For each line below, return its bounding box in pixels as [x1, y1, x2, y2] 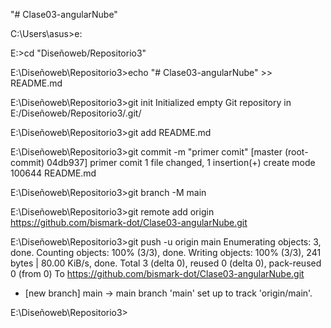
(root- [284, 146, 309, 158]
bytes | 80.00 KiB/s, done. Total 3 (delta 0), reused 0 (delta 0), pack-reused [10, 257, 322, 269]
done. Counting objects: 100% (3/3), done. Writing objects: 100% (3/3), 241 [10, 247, 322, 258]
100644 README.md [10, 167, 97, 179]
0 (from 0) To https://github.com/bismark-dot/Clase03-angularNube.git [10, 268, 305, 279]
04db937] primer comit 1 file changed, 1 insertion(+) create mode [46, 157, 316, 168]
